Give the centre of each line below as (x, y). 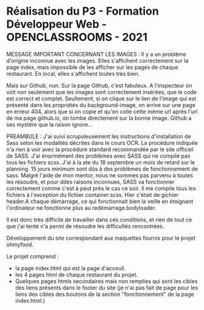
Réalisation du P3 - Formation (83, 11)
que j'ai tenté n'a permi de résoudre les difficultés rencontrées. (85, 226)
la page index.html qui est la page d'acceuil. (70, 268)
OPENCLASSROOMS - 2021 (77, 37)
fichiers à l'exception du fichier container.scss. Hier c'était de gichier (92, 194)
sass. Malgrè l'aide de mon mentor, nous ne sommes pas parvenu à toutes (100, 175)
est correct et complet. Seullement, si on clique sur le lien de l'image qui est (101, 98)
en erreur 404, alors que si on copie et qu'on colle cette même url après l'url (102, 111)
